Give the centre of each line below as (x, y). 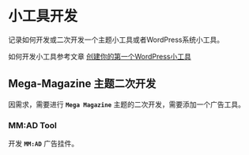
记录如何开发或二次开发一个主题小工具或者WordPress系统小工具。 (116, 40)
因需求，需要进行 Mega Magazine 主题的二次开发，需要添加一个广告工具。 (126, 104)
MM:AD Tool (32, 125)
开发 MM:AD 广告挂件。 (43, 144)
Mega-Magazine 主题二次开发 (82, 84)
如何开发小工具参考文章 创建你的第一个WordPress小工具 (100, 56)
